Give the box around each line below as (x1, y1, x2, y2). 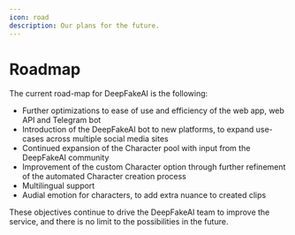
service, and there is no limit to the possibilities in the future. (9, 216, 229, 227)
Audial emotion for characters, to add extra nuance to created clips (21, 190, 267, 201)
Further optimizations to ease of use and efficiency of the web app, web (21, 105, 285, 116)
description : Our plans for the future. (9, 21, 161, 30)
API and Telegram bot (21, 115, 102, 125)
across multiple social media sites (45, 133, 170, 144)
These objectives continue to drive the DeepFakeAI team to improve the (9, 207, 270, 217)
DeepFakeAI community (21, 152, 110, 163)
